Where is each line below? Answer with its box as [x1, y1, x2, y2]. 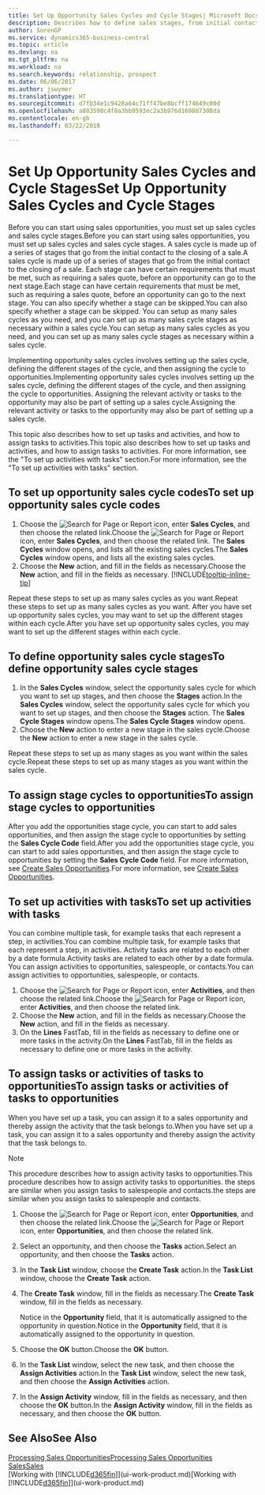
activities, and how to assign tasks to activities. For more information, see [8, 446, 247, 455]
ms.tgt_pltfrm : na [8, 56, 69, 64]
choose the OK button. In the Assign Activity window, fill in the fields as [19, 1400, 252, 1410]
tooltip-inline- [206, 570, 251, 579]
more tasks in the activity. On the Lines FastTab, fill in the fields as [19, 1036, 233, 1045]
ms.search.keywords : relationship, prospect [8, 70, 157, 78]
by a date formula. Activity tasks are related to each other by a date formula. [8, 953, 254, 962]
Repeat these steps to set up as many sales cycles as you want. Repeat [8, 593, 238, 603]
